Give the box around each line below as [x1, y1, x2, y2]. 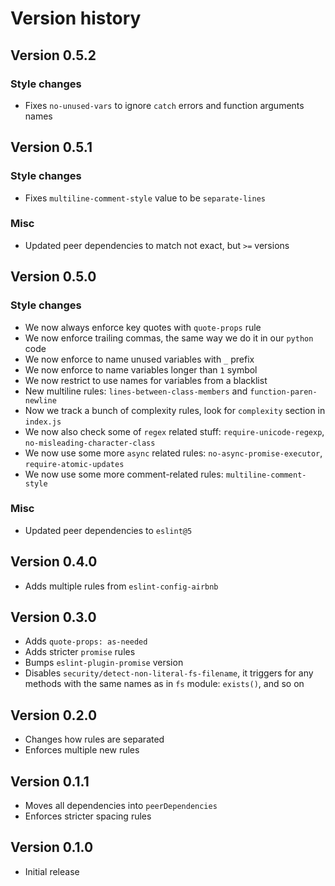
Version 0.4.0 [10, 553, 98, 571]
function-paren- [249, 387, 318, 397]
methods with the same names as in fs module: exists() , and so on [24, 678, 305, 690]
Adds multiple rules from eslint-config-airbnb [24, 580, 219, 592]
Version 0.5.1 [10, 139, 93, 156]
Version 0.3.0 [10, 609, 97, 626]
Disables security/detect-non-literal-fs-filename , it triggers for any [24, 667, 314, 679]
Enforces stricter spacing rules [24, 810, 152, 822]
